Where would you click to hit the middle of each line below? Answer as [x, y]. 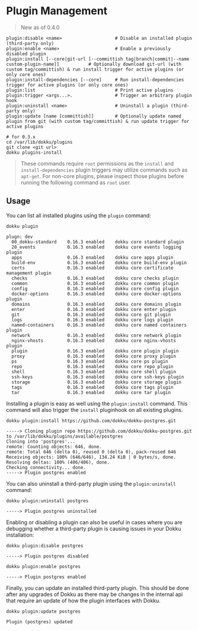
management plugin [29, 273]
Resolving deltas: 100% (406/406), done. [58, 462]
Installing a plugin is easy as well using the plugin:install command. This [97, 403]
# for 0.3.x [21, 137]
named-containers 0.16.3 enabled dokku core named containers [99, 325]
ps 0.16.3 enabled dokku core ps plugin [90, 361]
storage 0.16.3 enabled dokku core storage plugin [97, 382]
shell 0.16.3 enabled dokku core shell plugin [94, 372]
